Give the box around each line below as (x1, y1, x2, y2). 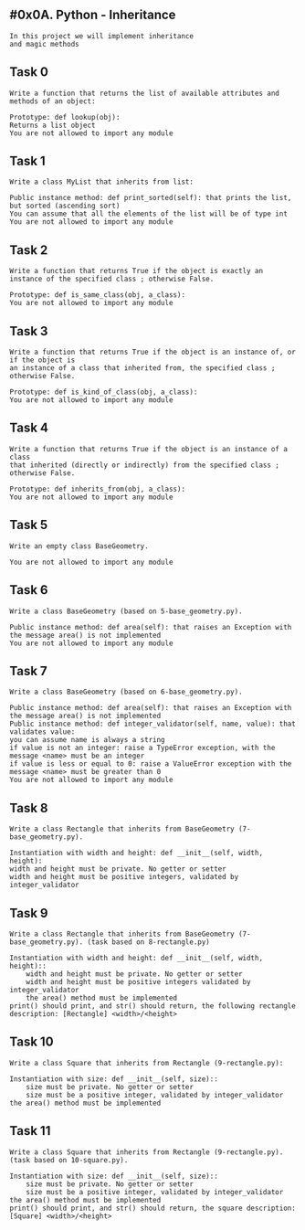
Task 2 (9, 242, 48, 258)
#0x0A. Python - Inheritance (9, 7, 176, 23)
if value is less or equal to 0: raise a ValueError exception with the (9, 759, 292, 769)
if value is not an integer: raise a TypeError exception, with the (9, 744, 276, 753)
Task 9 (9, 905, 48, 921)
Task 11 (9, 1123, 51, 1139)
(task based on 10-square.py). (9, 1155, 129, 1164)
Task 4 (9, 420, 48, 436)
